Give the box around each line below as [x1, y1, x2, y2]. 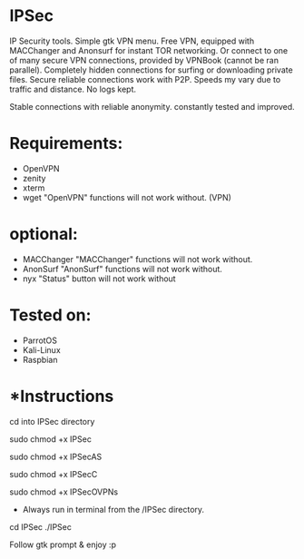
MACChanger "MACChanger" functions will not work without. [22, 253, 253, 264]
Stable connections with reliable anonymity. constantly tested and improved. [9, 101, 295, 112]
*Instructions [9, 386, 114, 407]
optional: [9, 224, 79, 245]
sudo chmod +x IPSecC [9, 468, 98, 479]
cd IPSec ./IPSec [9, 521, 73, 532]
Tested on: [9, 305, 92, 325]
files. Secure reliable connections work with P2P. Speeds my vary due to [9, 74, 281, 84]
